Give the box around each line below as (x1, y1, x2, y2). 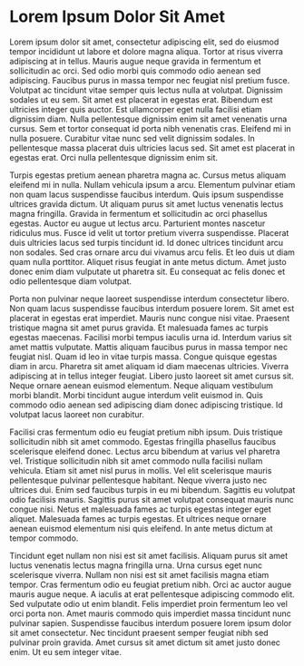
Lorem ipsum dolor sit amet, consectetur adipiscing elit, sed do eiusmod (9, 36, 279, 47)
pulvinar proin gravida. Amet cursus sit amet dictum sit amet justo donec (9, 637, 281, 648)
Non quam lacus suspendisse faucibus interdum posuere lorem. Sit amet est (9, 302, 295, 314)
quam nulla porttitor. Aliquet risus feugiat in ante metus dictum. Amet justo (9, 256, 288, 267)
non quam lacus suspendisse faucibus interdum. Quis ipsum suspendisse (9, 189, 284, 200)
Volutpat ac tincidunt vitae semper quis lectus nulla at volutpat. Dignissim (9, 84, 283, 95)
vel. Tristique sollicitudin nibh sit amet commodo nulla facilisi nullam (9, 455, 263, 466)
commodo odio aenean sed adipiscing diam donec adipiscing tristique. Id (9, 399, 283, 410)
